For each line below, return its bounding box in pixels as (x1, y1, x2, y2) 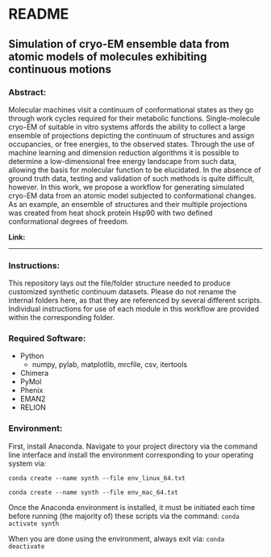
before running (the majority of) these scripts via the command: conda (8, 511, 240, 521)
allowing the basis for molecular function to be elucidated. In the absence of (8, 165, 261, 175)
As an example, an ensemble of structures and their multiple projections (8, 199, 248, 209)
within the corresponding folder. (8, 313, 115, 323)
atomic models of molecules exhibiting (8, 49, 207, 63)
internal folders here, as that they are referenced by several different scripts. (8, 296, 262, 306)
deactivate (8, 542, 45, 551)
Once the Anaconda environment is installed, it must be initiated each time (8, 502, 256, 512)
